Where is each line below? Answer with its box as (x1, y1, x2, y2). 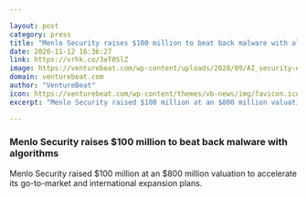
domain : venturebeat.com (9, 72, 104, 82)
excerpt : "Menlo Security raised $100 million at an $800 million (9, 98, 268, 107)
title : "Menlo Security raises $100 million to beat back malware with (9, 38, 288, 47)
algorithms (9, 147, 59, 160)
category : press (9, 29, 71, 39)
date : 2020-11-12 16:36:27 (9, 47, 112, 56)
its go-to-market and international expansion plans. (9, 177, 203, 188)
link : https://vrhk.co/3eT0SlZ (9, 56, 129, 65)
